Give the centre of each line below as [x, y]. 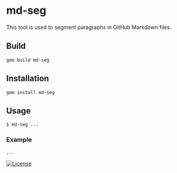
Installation [28, 79]
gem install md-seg [31, 92]
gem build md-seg [28, 60]
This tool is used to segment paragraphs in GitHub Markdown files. [89, 27]
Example [19, 140]
